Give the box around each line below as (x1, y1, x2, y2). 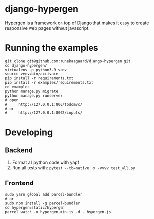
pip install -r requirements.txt (5, 75, 74, 81)
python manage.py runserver (5, 93, 63, 98)
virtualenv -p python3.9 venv (5, 67, 67, 72)
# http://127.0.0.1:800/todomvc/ (5, 102, 83, 107)
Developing (5, 127, 53, 138)
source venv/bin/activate (5, 72, 58, 76)
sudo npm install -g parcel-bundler (5, 201, 80, 206)
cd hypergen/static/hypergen (5, 205, 65, 210)
